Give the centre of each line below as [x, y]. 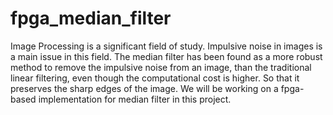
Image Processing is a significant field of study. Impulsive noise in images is [166, 46]
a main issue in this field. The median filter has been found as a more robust [166, 56]
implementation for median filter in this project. [135, 99]
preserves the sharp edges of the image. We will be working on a [144, 88]
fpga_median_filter [91, 18]
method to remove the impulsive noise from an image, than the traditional [161, 67]
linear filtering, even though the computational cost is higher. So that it [155, 78]
